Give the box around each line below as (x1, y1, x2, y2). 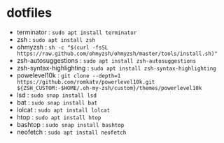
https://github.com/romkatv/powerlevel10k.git (16, 78, 155, 85)
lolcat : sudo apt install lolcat (16, 105, 111, 114)
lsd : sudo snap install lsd (16, 91, 97, 99)
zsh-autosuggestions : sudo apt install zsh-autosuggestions (16, 56, 197, 64)
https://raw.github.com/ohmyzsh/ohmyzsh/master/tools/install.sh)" (16, 50, 218, 57)
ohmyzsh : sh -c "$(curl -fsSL (16, 43, 108, 51)
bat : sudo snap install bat (16, 98, 98, 106)
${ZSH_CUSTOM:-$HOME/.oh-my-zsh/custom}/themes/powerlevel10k (16, 84, 202, 91)
